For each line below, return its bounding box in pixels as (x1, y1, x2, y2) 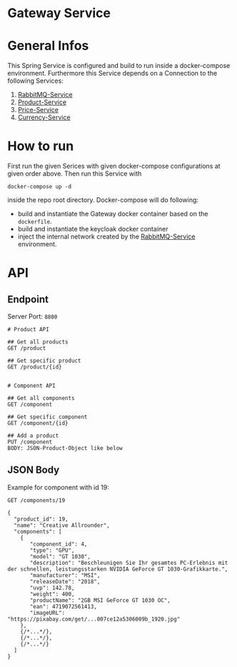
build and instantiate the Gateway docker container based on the (17, 209, 208, 219)
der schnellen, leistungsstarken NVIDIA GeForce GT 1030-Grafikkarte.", (7, 566, 228, 573)
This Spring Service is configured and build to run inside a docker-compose (7, 61, 231, 70)
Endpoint (7, 293, 49, 305)
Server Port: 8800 (7, 312, 58, 321)
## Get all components (7, 395, 75, 402)
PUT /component (7, 438, 53, 446)
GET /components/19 (7, 496, 66, 504)
